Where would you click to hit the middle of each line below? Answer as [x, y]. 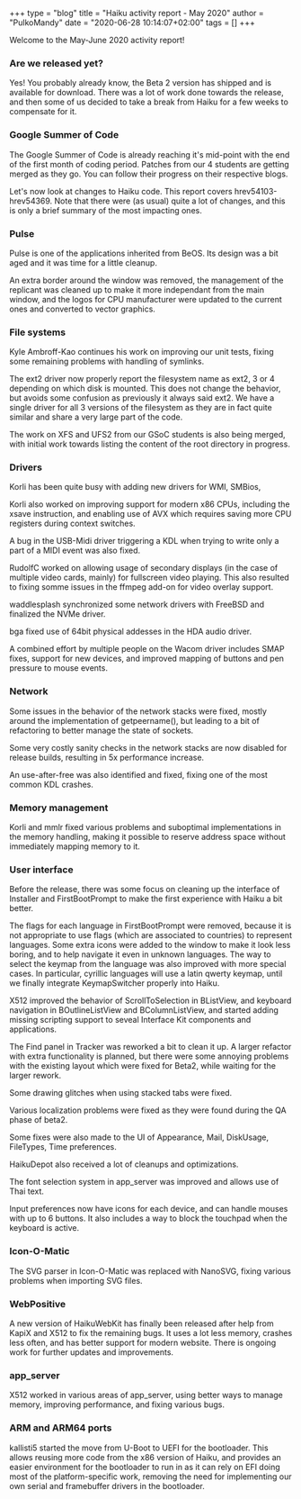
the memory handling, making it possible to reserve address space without [147, 837]
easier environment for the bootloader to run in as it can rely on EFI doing [145, 1467]
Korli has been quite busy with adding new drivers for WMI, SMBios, [135, 487]
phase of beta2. [39, 1120]
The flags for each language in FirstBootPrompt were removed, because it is [150, 926]
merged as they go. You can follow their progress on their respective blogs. [149, 174]
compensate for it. [43, 112]
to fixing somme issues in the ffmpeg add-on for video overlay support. [142, 587]
